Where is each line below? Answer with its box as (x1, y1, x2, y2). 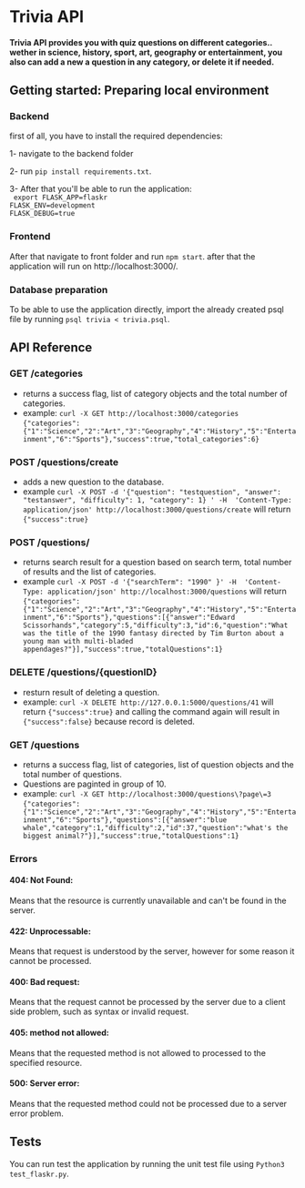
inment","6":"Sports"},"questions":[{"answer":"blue (22, 815, 228, 825)
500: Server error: (9, 1078, 80, 1089)
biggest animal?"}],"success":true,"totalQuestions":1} (22, 831, 239, 840)
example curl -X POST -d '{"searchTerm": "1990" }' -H (22, 576, 237, 587)
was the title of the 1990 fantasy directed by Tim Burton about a (22, 629, 284, 638)
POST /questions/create (9, 455, 119, 468)
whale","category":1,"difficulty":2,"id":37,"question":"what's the (22, 823, 289, 832)
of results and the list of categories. (22, 566, 157, 577)
